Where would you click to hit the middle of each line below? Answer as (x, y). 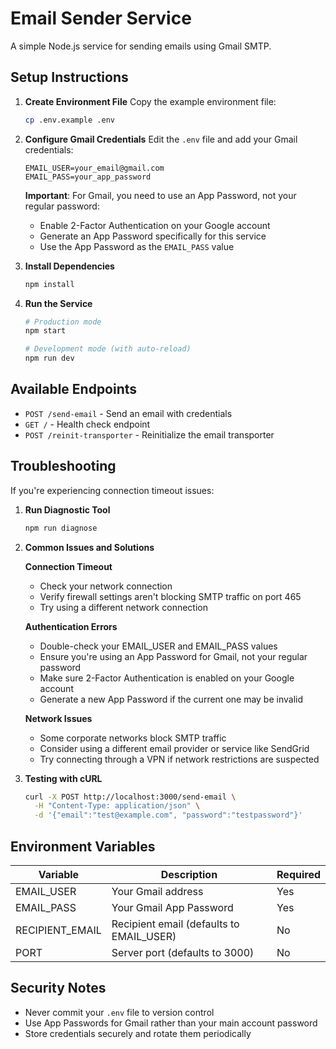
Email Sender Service (101, 18)
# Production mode (63, 322)
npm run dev (49, 358)
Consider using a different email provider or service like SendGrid (174, 748)
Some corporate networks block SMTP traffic (133, 738)
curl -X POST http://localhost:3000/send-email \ (130, 797)
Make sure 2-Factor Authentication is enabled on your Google (167, 678)
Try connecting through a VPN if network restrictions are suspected (179, 759)
